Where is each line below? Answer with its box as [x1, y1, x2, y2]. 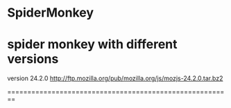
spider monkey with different [7, 37, 178, 53]
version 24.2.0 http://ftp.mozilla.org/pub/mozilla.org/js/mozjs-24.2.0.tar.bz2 [7, 74, 223, 82]
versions [7, 51, 59, 67]
